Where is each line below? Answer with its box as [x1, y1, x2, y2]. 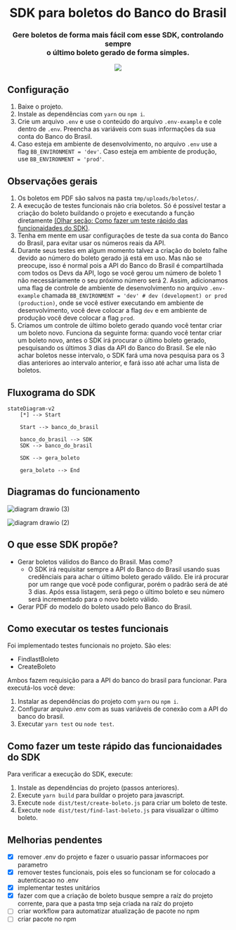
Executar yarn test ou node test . [17, 720, 114, 728]
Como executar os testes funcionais [7, 622, 169, 635]
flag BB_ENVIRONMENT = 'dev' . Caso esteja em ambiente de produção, [17, 147, 217, 156]
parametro [17, 861, 48, 869]
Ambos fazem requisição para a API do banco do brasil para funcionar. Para [7, 676, 227, 685]
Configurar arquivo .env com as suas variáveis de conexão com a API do [17, 705, 228, 713]
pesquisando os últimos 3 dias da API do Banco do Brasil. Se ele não [17, 344, 216, 352]
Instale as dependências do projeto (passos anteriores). [17, 783, 179, 792]
